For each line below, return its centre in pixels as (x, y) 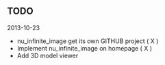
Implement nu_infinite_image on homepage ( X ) (85, 48)
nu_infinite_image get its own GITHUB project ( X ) (88, 41)
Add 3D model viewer (48, 55)
